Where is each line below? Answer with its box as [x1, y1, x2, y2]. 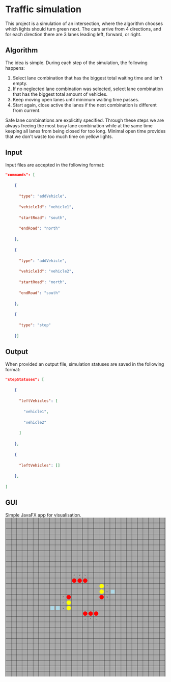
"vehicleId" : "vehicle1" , [18, 204, 74, 209]
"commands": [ [5, 172, 36, 177]
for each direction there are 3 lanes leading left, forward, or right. [5, 31, 141, 37]
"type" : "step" [18, 322, 51, 328]
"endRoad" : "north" [18, 226, 60, 231]
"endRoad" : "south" [18, 290, 60, 295]
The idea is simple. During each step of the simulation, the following [5, 60, 148, 66]
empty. [12, 80, 27, 86]
